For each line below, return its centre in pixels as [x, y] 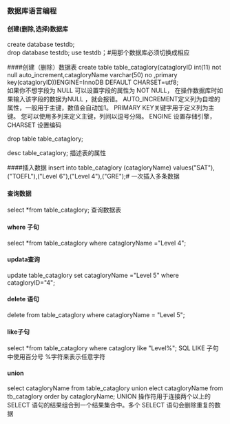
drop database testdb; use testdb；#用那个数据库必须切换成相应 [98, 52]
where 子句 [23, 227]
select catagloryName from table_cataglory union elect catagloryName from [115, 388]
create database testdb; [41, 44]
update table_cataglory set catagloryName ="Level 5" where [93, 275]
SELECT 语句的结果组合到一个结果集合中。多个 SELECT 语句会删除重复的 [111, 405]
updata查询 [23, 259]
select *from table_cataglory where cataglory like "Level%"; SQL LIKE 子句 [113, 348]
